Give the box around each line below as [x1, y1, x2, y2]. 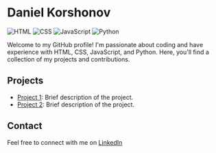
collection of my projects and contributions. [7, 55, 130, 63]
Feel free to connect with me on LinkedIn [7, 138, 123, 146]
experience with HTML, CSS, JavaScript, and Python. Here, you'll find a [7, 48, 209, 56]
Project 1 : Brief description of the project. [16, 93, 134, 101]
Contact [7, 120, 43, 132]
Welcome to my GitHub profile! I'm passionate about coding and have [7, 40, 204, 48]
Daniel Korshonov [7, 5, 111, 20]
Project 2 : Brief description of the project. [16, 100, 135, 109]
